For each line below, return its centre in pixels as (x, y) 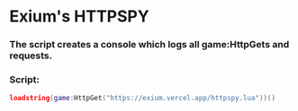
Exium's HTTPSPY (80, 17)
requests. (31, 55)
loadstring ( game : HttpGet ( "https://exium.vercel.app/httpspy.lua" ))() (143, 98)
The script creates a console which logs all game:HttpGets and (149, 45)
